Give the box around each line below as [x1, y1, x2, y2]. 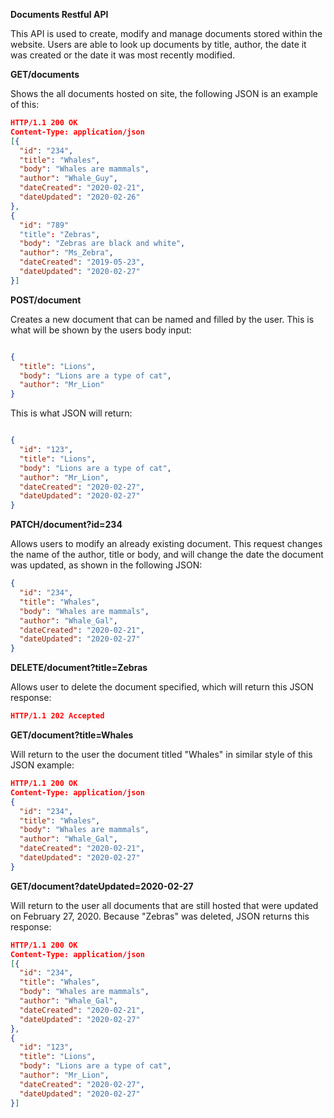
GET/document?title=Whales [10, 729, 134, 741]
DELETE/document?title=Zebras [10, 662, 148, 674]
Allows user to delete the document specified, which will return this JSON [10, 681, 314, 693]
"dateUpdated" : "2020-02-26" [19, 192, 141, 202]
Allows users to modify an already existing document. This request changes [10, 538, 323, 550]
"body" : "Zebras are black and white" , [19, 239, 186, 249]
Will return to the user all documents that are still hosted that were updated [10, 899, 319, 911]
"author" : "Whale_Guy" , [19, 174, 118, 184]
